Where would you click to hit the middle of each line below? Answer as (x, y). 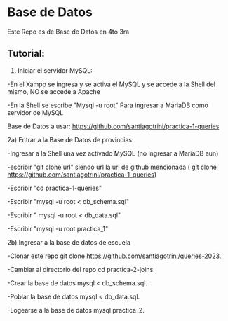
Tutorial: (26, 54)
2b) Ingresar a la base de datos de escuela (69, 242)
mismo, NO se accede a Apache (54, 91)
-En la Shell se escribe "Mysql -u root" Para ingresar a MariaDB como (108, 105)
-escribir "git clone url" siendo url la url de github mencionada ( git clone (112, 167)
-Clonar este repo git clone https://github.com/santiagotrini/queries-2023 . (114, 256)
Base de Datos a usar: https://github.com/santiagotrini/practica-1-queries (113, 126)
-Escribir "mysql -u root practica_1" (58, 228)
